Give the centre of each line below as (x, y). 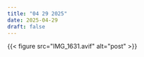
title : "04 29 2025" (38, 14)
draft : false (26, 26)
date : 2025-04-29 (33, 20)
